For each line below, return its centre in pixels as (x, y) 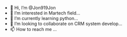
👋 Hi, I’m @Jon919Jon (33, 8)
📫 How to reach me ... (33, 29)
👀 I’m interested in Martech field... (45, 13)
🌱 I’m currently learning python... (44, 18)
